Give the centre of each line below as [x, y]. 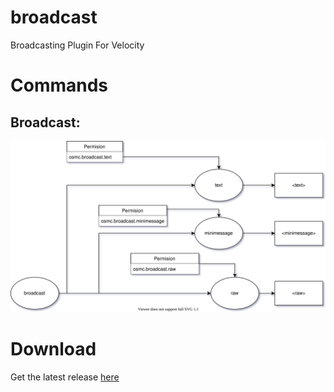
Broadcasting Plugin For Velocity [77, 45]
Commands [59, 85]
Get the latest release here [65, 377]
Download [53, 348]
